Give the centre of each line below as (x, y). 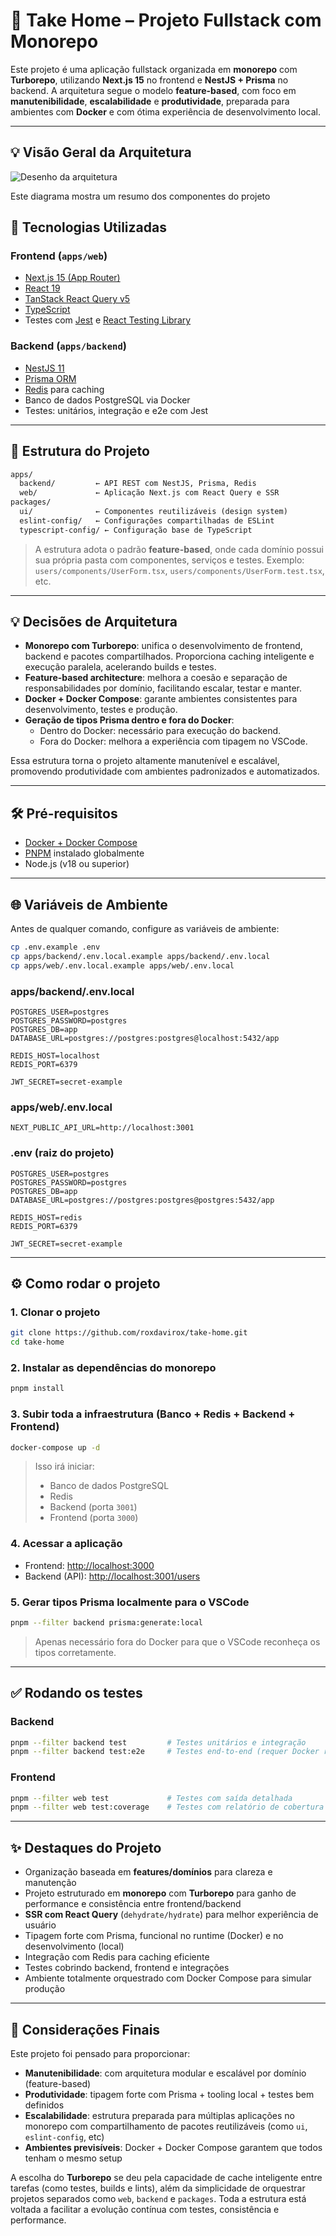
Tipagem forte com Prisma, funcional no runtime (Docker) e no (154, 1936)
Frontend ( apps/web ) (59, 256)
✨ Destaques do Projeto (86, 1847)
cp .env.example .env (55, 947)
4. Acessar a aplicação (66, 1544)
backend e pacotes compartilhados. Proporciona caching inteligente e (169, 656)
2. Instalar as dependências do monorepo (113, 1367)
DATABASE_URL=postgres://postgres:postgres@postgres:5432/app (142, 1200)
